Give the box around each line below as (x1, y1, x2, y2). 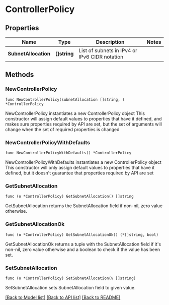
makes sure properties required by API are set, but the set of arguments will (5, 121, 162, 127)
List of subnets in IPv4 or (78, 47, 137, 54)
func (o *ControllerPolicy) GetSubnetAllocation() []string (5, 194, 134, 199)
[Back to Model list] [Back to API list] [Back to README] (5, 294, 121, 300)
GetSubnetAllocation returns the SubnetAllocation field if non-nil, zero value (5, 203, 162, 209)
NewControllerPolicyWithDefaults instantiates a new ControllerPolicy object (5, 159, 162, 165)
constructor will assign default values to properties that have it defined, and (5, 115, 162, 121)
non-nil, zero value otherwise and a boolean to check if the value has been (5, 246, 160, 253)
